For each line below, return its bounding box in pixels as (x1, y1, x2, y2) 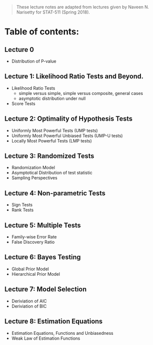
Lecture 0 (4, 46, 34, 54)
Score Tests (11, 100, 36, 106)
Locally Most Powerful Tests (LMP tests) (11, 138, 92, 143)
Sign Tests (11, 202, 33, 208)
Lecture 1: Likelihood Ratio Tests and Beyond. (4, 72, 144, 80)
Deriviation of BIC (11, 303, 47, 309)
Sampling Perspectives (11, 175, 57, 181)
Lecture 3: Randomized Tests (4, 152, 95, 160)
